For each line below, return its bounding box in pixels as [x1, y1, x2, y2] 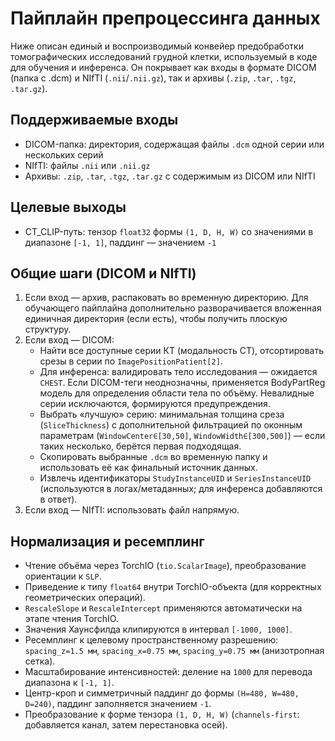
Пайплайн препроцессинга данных [10, 7, 321, 30]
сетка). [24, 655, 56, 667]
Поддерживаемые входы [10, 112, 179, 129]
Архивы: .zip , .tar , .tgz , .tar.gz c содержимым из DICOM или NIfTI [24, 170, 316, 182]
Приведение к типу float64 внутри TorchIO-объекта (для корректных [24, 581, 322, 593]
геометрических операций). [24, 592, 146, 604]
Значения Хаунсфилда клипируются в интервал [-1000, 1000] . [24, 623, 293, 636]
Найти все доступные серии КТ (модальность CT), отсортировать [39, 345, 325, 357]
